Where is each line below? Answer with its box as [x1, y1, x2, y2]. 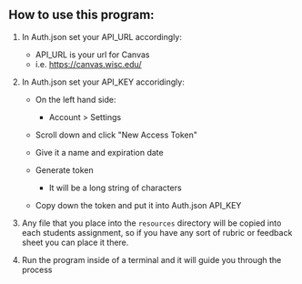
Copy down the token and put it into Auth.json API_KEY [35, 199, 242, 210]
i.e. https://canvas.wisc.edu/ [35, 58, 142, 69]
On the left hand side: [35, 94, 116, 105]
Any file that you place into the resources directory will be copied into [21, 218, 282, 228]
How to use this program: [8, 7, 156, 23]
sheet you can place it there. [21, 237, 129, 248]
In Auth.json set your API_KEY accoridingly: [21, 76, 186, 87]
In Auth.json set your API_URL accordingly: [21, 31, 183, 42]
